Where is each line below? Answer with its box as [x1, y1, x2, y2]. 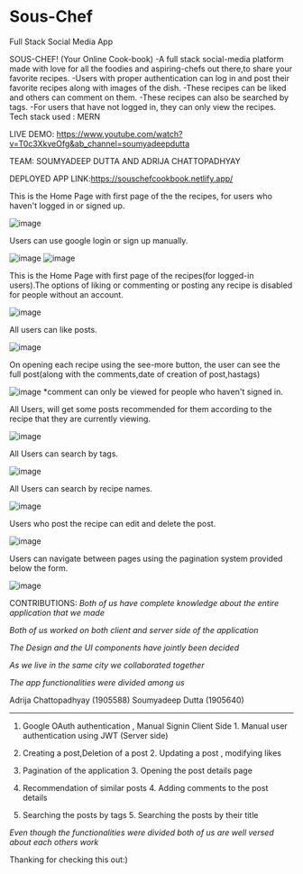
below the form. [9, 562, 69, 574]
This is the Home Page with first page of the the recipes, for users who [9, 190, 273, 201]
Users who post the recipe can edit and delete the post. [9, 518, 216, 529]
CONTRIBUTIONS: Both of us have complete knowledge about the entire [9, 597, 280, 608]
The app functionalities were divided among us [9, 676, 185, 687]
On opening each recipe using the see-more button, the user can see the [9, 359, 281, 370]
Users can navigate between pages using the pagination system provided [9, 553, 283, 564]
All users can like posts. [9, 324, 97, 335]
